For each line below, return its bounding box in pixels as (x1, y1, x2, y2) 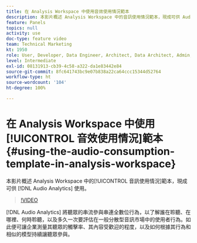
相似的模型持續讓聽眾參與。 (6, 230, 73, 238)
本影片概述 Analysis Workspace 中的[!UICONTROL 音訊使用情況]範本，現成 (6, 177, 188, 184)
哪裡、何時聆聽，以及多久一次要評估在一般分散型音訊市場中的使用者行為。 (6, 215, 186, 223)
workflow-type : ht (6, 74, 51, 80)
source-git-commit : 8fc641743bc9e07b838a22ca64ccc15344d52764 (6, 69, 161, 75)
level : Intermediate (6, 58, 57, 63)
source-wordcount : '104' (6, 80, 67, 86)
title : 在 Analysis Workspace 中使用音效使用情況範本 (6, 8, 130, 15)
